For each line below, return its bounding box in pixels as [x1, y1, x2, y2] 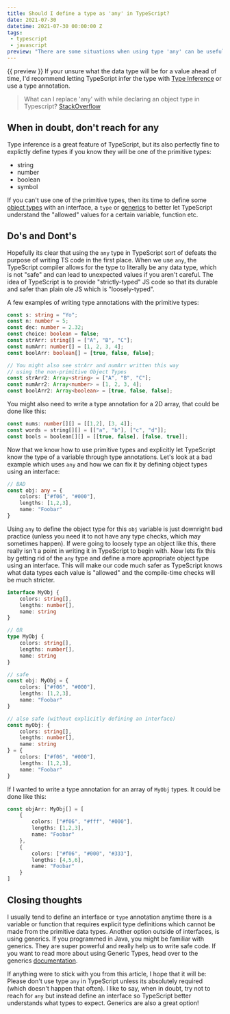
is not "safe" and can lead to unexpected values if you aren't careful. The [7, 270, 214, 278]
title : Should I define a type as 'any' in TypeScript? [7, 10, 170, 17]
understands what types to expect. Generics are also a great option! [7, 998, 199, 1007]
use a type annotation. [7, 82, 71, 90]
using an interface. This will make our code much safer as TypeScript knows [7, 561, 222, 569]
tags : [7, 29, 23, 36]
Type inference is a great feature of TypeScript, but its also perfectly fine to [7, 140, 220, 148]
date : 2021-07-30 [7, 16, 57, 23]
